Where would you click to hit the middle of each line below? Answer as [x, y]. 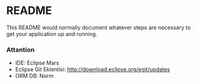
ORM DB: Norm [34, 76]
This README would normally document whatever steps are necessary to [98, 27]
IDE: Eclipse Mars [37, 63]
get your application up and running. [52, 33]
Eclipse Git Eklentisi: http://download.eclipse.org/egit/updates [92, 69]
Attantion [20, 49]
